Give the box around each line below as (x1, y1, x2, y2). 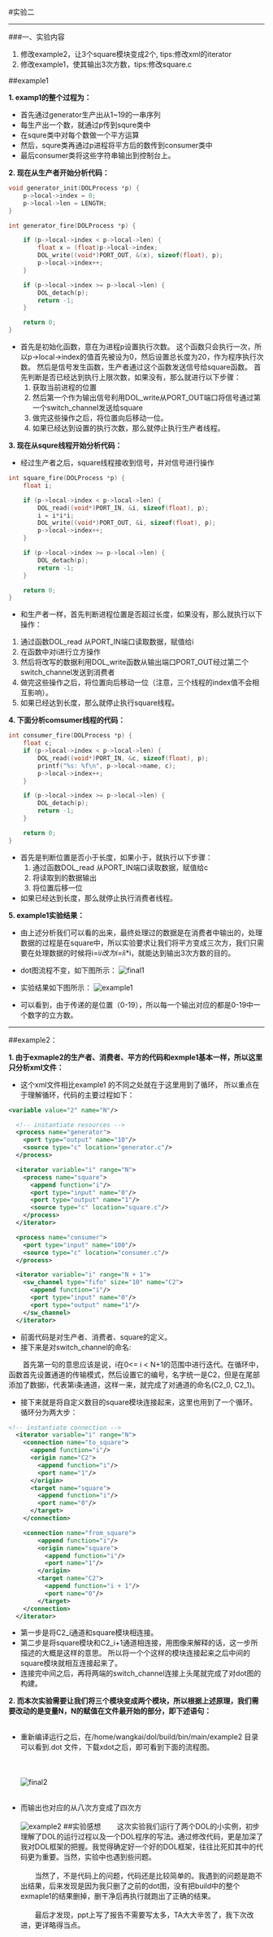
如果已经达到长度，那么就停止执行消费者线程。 (19, 893, 177, 903)
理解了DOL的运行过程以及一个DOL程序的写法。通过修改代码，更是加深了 (19, 1832, 264, 1842)
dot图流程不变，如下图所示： (19, 965, 118, 975)
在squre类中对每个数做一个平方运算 (19, 130, 140, 140)
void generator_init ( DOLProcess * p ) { (8, 184, 140, 192)
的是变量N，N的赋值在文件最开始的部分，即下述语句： (29, 1706, 212, 1716)
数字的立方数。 (27, 1010, 78, 1020)
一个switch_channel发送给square (32, 403, 144, 413)
